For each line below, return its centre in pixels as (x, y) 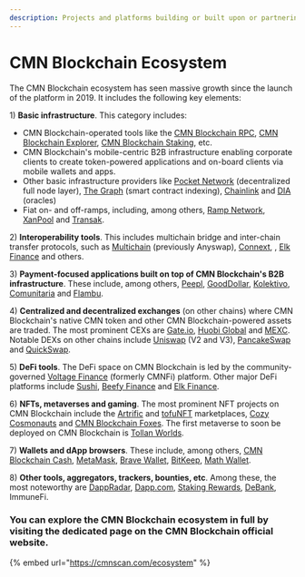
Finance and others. (47, 256)
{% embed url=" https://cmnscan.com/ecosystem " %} (110, 562)
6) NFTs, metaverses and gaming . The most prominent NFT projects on (144, 404)
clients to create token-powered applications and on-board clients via (153, 161)
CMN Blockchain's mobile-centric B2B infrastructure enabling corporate (157, 152)
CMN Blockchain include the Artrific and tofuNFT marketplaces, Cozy (139, 413)
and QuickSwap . (40, 349)
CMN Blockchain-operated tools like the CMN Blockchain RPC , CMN (150, 132)
